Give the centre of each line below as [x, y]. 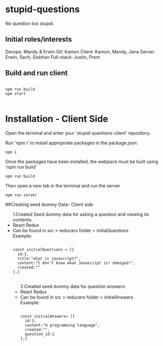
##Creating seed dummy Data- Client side [49, 204]
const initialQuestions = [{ [43, 249]
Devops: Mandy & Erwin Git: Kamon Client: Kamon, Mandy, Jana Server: [80, 51]
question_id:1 [39, 334]
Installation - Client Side [57, 119]
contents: [23, 219]
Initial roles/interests [39, 39]
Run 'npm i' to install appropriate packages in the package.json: [72, 143]
